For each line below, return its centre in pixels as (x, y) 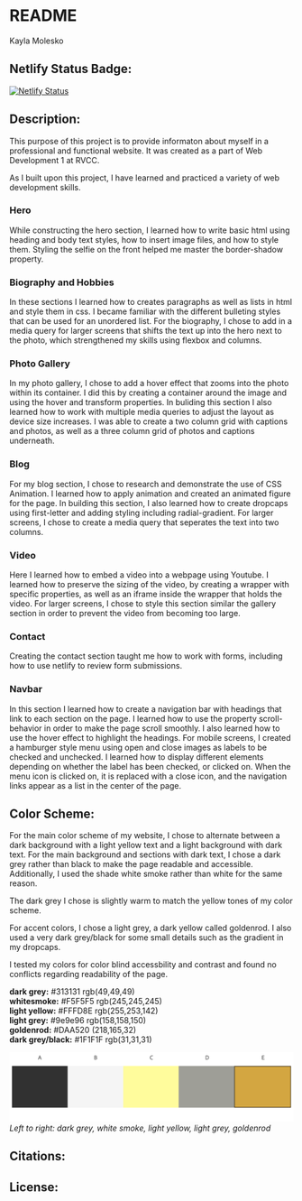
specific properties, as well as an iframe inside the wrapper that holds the (146, 594)
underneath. (32, 441)
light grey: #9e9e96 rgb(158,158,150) (78, 1021)
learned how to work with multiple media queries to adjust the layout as (142, 412)
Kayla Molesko (37, 41)
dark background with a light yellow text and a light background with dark (146, 845)
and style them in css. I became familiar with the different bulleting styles (145, 311)
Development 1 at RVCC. (55, 160)
